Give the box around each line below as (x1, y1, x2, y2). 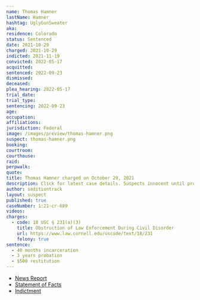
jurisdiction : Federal (6, 125, 62, 131)
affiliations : (6, 120, 42, 126)
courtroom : (6, 147, 33, 153)
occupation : (6, 114, 36, 120)
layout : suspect (6, 191, 46, 197)
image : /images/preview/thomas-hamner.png (6, 131, 113, 137)
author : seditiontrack (6, 186, 62, 192)
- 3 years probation (11, 253, 62, 259)
